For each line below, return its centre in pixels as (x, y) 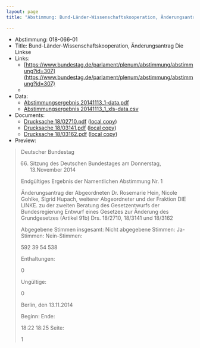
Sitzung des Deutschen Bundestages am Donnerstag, (95, 163)
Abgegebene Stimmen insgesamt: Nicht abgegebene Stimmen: (98, 229)
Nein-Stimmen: (64, 236)
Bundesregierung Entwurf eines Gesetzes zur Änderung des (95, 211)
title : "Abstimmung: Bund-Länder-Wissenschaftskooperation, (82, 17)
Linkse (23, 52)
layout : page (22, 12)
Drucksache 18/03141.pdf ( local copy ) (70, 128)
